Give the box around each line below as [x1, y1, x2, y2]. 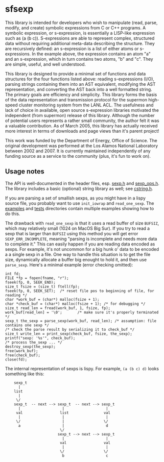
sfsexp [5, 3, 34, 15]
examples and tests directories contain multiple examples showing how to [5, 205, 154, 211]
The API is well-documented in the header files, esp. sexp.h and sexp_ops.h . [5, 180, 160, 186]
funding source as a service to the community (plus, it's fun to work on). [5, 153, 151, 159]
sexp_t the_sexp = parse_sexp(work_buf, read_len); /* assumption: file [5, 318, 157, 323]
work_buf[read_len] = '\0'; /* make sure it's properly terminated [5, 310, 159, 315]
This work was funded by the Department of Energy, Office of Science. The [5, 137, 158, 143]
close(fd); [5, 357, 27, 362]
